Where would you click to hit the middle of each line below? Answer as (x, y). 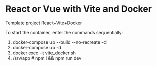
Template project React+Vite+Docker (44, 23)
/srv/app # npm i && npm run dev (47, 58)
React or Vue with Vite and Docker (79, 9)
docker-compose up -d (37, 47)
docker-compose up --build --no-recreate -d (60, 42)
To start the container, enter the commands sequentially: (64, 32)
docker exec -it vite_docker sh (44, 53)
